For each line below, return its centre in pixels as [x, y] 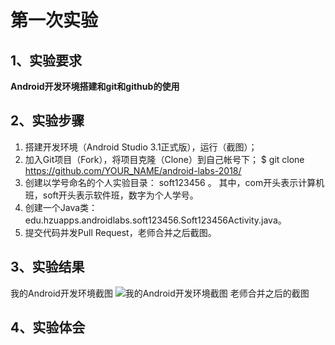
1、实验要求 [46, 60]
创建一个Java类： [61, 207]
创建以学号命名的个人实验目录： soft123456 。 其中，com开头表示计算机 [174, 182]
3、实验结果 [47, 267]
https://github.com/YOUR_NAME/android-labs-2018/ [133, 170]
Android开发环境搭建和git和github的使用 [95, 86]
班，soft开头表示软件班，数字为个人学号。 [111, 195]
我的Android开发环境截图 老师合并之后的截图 [160, 293]
